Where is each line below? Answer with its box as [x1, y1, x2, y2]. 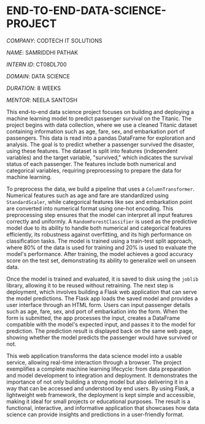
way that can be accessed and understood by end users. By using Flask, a [6, 384, 195, 392]
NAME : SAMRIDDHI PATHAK [6, 48, 79, 56]
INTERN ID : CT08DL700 [6, 61, 67, 68]
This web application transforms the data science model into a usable [6, 352, 182, 359]
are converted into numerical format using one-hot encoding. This [6, 205, 174, 212]
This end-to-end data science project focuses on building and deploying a [6, 108, 195, 115]
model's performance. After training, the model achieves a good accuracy [6, 250, 193, 257]
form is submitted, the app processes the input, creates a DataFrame [6, 314, 180, 322]
